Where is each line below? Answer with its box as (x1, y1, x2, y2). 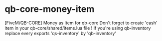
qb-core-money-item (4, 3, 95, 15)
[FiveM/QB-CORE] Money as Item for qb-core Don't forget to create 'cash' (4, 20, 158, 26)
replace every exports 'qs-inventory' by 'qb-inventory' (4, 30, 117, 36)
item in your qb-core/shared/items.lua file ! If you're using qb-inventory (4, 25, 151, 31)
